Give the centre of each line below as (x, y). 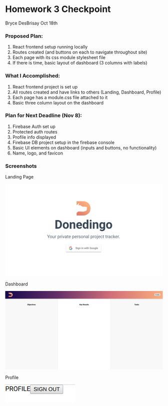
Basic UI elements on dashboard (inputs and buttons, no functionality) (84, 147)
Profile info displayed (34, 137)
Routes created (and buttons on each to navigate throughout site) (80, 52)
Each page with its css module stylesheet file (59, 57)
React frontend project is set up (45, 86)
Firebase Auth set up (34, 126)
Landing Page (19, 177)
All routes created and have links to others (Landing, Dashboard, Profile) (87, 92)
